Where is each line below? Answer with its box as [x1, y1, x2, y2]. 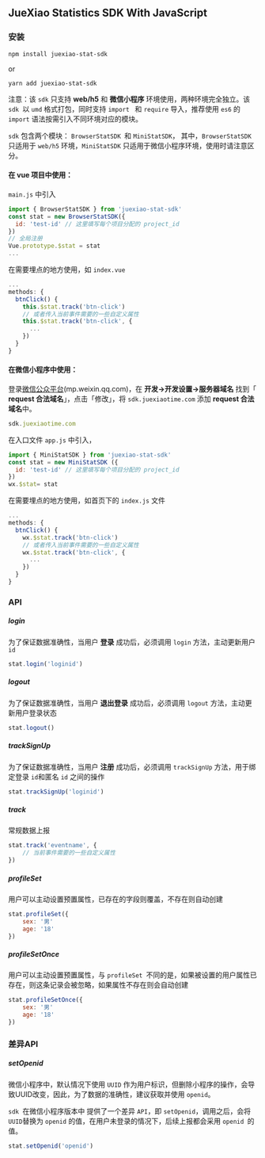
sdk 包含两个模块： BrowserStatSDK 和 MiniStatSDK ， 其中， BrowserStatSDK [8, 131, 252, 140]
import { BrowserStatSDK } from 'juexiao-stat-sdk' [8, 205, 182, 213]
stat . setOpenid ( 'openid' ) [8, 1141, 93, 1150]
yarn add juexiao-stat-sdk [8, 79, 97, 87]
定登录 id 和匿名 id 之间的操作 [8, 772, 105, 782]
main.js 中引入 [8, 189, 57, 199]
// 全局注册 [8, 235, 44, 243]
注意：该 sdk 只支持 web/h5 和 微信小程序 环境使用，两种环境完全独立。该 [8, 94, 251, 104]
